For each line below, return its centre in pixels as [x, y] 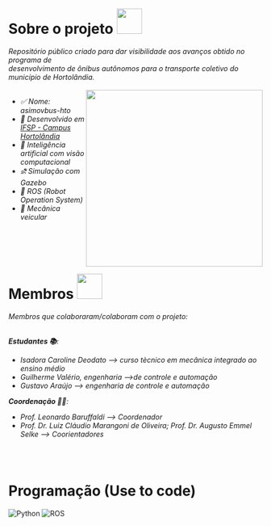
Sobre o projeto [61, 29]
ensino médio [43, 368]
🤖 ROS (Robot [43, 191]
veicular [33, 217]
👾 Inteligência [43, 145]
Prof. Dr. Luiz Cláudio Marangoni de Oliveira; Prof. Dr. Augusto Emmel [136, 425]
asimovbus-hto [45, 110]
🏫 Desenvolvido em [52, 119]
